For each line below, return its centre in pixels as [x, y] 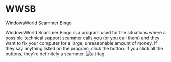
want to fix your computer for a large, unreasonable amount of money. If [81, 43]
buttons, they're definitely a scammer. [45, 54]
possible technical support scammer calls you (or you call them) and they [82, 38]
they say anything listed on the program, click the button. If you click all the [84, 48]
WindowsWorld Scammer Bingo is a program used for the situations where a [86, 32]
